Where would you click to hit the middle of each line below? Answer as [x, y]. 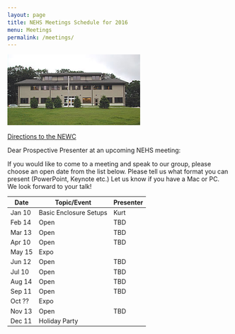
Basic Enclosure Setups [73, 213]
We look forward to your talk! [50, 187]
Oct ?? [20, 301]
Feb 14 [21, 222]
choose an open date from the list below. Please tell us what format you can [118, 172]
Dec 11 [21, 321]
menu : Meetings [30, 30]
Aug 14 [21, 281]
